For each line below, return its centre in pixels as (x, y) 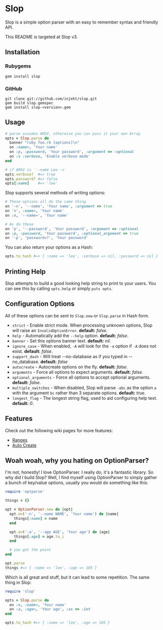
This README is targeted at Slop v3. (41, 37)
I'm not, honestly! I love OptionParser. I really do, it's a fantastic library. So (79, 472)
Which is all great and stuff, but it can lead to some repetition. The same (77, 577)
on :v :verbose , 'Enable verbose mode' (50, 157)
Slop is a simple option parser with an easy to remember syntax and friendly (82, 22)
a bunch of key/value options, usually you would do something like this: (77, 483)
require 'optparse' (25, 492)
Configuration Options (40, 304)
